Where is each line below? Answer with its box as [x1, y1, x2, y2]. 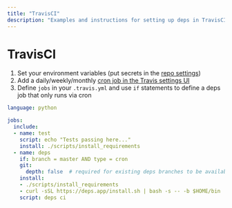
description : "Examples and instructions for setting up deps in [7, 17, 199, 23]
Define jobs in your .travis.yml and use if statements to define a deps [17, 84, 221, 92]
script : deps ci [19, 194, 67, 201]
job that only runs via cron [17, 91, 92, 100]
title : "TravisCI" [7, 10, 60, 17]
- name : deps [13, 149, 51, 156]
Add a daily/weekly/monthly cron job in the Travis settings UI [17, 77, 190, 85]
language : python [7, 104, 57, 111]
